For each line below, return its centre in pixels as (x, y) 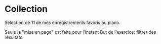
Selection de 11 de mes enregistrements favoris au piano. (62, 22)
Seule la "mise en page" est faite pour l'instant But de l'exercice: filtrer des (80, 32)
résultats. (14, 37)
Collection (26, 9)
